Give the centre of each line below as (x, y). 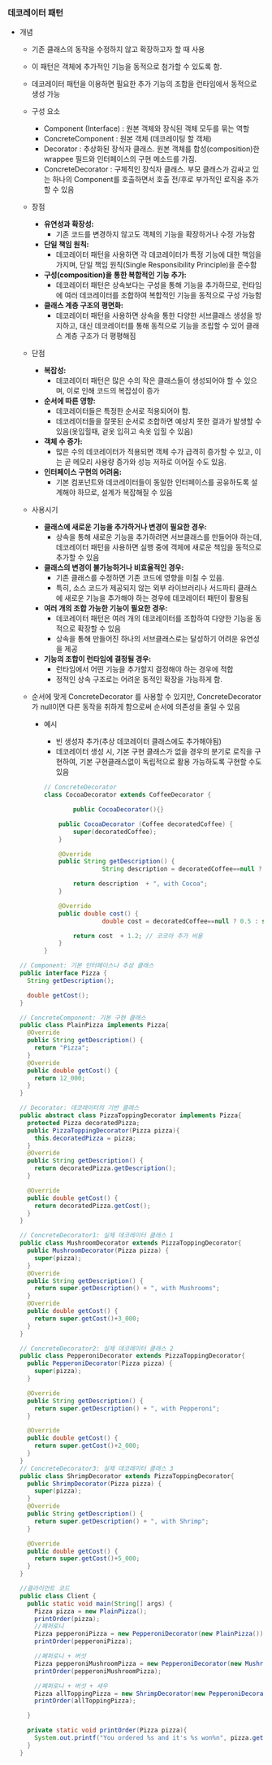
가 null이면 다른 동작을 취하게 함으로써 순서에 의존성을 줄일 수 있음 (136, 707)
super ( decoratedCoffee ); (115, 832)
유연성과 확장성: (69, 224)
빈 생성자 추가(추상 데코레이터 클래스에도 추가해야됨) (139, 741)
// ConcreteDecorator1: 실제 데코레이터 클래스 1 (96, 1236)
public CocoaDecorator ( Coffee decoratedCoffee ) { (146, 824)
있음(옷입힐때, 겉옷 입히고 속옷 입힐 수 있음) (124, 432)
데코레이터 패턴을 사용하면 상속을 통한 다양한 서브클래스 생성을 (154, 315)
